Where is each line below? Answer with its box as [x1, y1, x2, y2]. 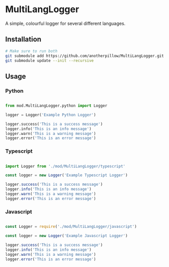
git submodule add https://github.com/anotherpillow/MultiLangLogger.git [5, 53, 164, 58]
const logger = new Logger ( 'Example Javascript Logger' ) [5, 233, 128, 239]
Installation [5, 35, 41, 44]
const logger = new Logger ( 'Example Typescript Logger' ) [5, 173, 128, 178]
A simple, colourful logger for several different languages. [5, 20, 125, 26]
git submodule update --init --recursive [5, 58, 94, 63]
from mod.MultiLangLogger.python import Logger [5, 103, 108, 109]
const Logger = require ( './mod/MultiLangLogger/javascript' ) [5, 224, 137, 229]
